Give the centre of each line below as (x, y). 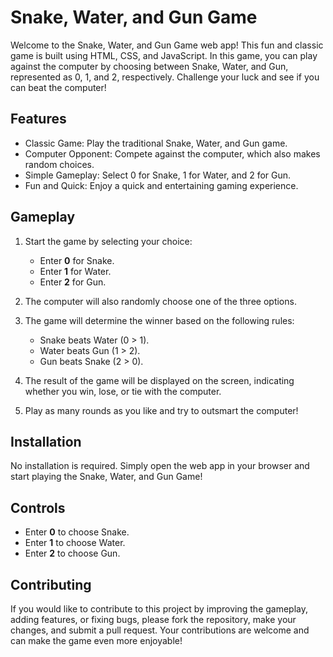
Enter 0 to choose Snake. (77, 532)
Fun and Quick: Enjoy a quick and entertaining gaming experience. (161, 185)
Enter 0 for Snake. (77, 260)
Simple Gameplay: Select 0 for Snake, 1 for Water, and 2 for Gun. (158, 175)
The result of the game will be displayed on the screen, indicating (159, 380)
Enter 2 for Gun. (73, 282)
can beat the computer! (58, 87)
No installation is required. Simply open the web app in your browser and (160, 466)
